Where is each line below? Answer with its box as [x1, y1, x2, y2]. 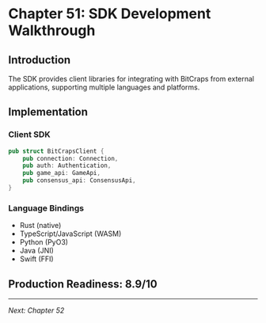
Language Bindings [8, 203, 85, 214]
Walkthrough [8, 21, 96, 40]
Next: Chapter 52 [8, 306, 65, 315]
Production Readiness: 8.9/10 [8, 277, 158, 291]
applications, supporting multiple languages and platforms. [8, 82, 200, 92]
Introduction [8, 53, 71, 66]
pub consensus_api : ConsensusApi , [22, 177, 136, 184]
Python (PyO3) [19, 237, 69, 247]
